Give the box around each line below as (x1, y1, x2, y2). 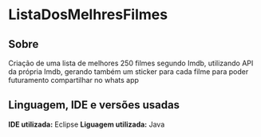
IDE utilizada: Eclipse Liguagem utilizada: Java (8, 119, 165, 129)
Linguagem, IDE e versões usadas (8, 98, 180, 112)
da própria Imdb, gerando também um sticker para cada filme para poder (8, 67, 249, 76)
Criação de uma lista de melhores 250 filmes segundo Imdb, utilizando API (8, 58, 254, 68)
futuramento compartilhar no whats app (8, 76, 140, 84)
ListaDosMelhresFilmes (8, 6, 168, 24)
